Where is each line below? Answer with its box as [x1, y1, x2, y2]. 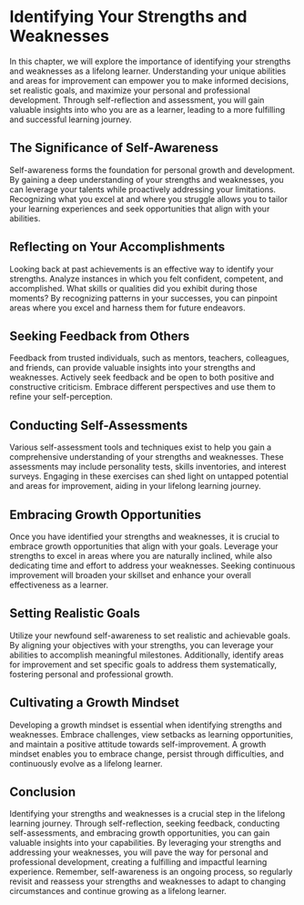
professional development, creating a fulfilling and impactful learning [9, 857, 268, 868]
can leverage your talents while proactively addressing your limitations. [9, 184, 276, 195]
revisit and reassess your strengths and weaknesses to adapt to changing [9, 876, 287, 887]
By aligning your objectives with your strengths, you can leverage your [9, 639, 274, 650]
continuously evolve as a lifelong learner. [9, 758, 163, 768]
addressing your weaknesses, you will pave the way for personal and [9, 847, 269, 858]
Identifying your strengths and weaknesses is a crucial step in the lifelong [9, 808, 286, 819]
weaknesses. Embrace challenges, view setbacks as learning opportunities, [9, 728, 294, 739]
